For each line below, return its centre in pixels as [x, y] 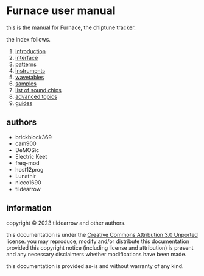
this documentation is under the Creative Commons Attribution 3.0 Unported [102, 234]
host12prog [29, 169]
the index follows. [28, 39]
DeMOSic [27, 150]
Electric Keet [31, 156]
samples [26, 84]
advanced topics [36, 96]
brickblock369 [33, 137]
